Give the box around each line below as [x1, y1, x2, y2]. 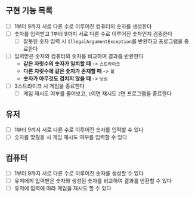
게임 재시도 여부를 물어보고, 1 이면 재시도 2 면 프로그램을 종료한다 [23, 90, 172, 97]
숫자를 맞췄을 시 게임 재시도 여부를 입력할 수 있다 [14, 134, 128, 141]
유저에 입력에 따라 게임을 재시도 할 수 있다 [14, 184, 112, 192]
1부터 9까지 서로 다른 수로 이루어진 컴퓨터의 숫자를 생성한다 [14, 23, 152, 30]
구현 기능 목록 [5, 5, 53, 16]
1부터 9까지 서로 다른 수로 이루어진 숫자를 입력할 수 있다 [14, 126, 144, 133]
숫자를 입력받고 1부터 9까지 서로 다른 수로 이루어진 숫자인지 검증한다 [14, 30, 173, 37]
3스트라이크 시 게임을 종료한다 [14, 82, 85, 90]
